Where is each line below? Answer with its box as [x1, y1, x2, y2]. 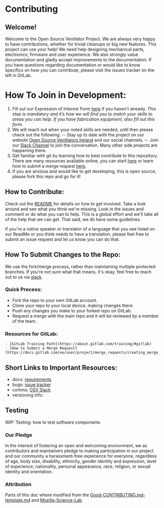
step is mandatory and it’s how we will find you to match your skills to [12, 111, 153, 117]
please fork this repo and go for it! [12, 173, 81, 179]
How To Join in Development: [5, 90, 126, 101]
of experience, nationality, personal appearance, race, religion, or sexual [5, 463, 151, 469]
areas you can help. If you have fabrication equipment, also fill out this [12, 116, 155, 122]
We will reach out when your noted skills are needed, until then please [12, 127, 153, 132]
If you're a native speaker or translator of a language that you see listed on [5, 226, 155, 231]
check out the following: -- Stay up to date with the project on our [12, 131, 144, 138]
